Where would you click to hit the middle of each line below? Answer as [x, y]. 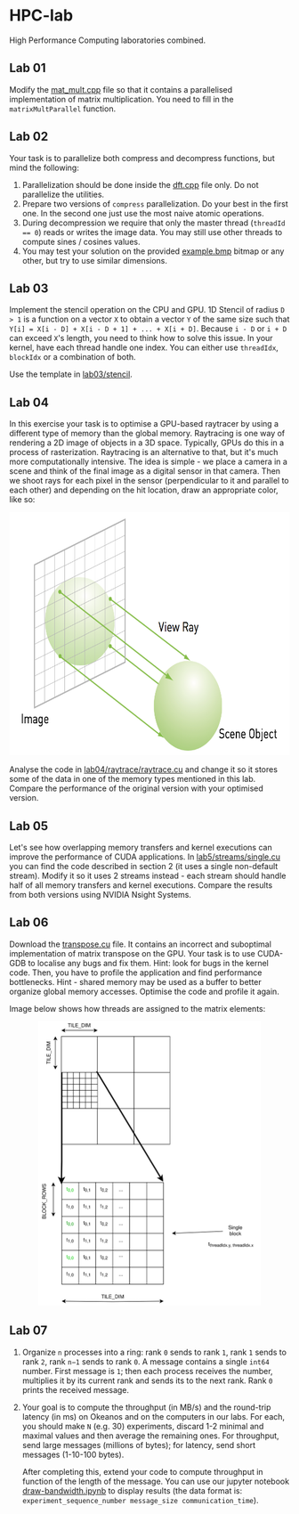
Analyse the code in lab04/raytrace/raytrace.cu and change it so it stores [144, 769]
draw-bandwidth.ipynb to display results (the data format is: [132, 1490]
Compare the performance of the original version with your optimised [137, 788]
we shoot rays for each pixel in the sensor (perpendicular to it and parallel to [149, 481]
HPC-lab [41, 16]
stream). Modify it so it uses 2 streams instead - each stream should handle [148, 875]
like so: [22, 500]
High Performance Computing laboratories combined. [108, 40]
